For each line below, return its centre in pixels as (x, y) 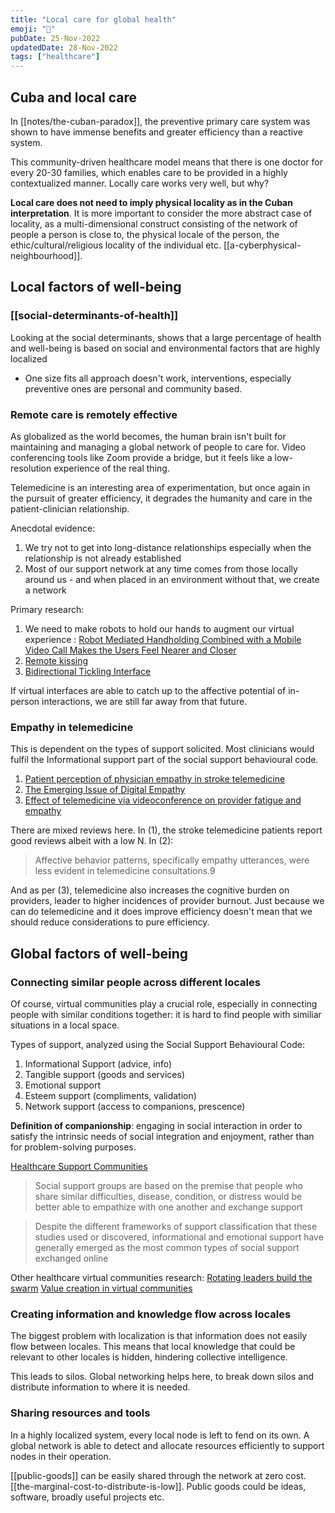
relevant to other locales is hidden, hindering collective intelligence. (149, 1357)
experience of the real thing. (111, 468)
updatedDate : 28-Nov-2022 (64, 47)
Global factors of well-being (99, 953)
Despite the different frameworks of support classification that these (176, 1226)
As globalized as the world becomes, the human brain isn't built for (148, 436)
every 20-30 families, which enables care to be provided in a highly (149, 172)
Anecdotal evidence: (53, 528)
